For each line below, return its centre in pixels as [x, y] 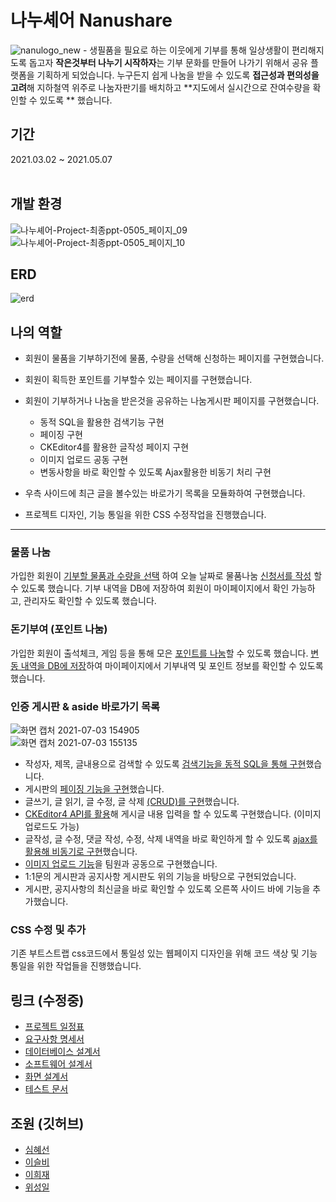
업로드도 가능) [52, 827]
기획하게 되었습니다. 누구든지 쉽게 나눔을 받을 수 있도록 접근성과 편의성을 [178, 75]
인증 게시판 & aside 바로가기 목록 [85, 706]
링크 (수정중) [47, 1000]
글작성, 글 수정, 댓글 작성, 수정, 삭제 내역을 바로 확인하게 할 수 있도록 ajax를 [171, 839]
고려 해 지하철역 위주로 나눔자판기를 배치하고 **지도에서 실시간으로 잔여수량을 [160, 87]
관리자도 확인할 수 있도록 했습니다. [90, 601]
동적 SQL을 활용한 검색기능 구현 [102, 422]
